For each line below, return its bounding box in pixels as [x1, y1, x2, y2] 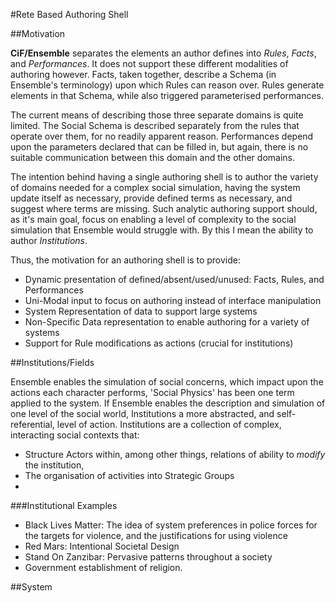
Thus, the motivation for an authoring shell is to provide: [10, 254, 242, 266]
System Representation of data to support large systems [24, 305, 258, 317]
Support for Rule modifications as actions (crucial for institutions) [24, 337, 294, 349]
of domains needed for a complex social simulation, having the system [10, 182, 301, 193]
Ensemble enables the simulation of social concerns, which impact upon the [10, 376, 324, 388]
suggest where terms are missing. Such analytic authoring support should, [10, 203, 318, 214]
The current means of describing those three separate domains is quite [10, 109, 304, 121]
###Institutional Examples [10, 500, 118, 511]
